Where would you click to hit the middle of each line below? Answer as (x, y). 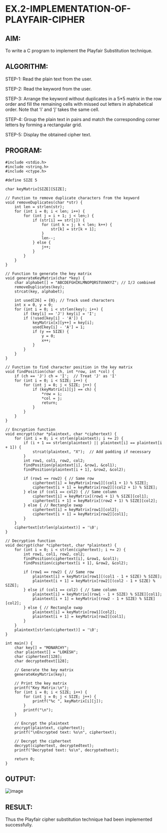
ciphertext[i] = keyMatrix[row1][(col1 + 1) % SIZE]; (90, 483)
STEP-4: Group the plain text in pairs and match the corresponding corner (82, 119)
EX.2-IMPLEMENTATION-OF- (68, 9)
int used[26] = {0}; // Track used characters (64, 300)
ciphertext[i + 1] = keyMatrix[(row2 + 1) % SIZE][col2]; (95, 501)
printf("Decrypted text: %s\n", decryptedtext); (67, 750)
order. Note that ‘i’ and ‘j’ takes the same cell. (53, 109)
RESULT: (19, 807)
